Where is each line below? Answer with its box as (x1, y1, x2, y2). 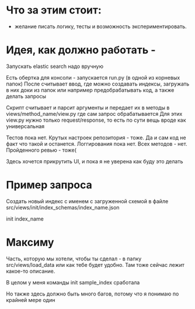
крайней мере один (6, 296, 55, 303)
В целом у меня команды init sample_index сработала (6, 279, 140, 286)
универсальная (6, 122, 45, 129)
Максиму (6, 236, 54, 249)
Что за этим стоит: (6, 4, 102, 17)
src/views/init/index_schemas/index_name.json (6, 204, 120, 211)
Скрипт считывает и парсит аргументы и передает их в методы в (6, 104, 170, 111)
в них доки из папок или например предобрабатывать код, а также (6, 86, 175, 94)
